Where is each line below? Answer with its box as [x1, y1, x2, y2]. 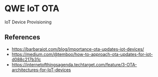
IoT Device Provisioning [4, 19, 52, 25]
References [4, 33, 40, 41]
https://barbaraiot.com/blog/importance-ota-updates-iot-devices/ [11, 46, 144, 52]
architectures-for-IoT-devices [11, 67, 71, 73]
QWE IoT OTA [4, 3, 59, 14]
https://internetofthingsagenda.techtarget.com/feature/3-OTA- [11, 61, 137, 67]
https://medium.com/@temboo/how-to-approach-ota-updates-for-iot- [11, 51, 153, 57]
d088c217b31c [11, 57, 41, 62]
